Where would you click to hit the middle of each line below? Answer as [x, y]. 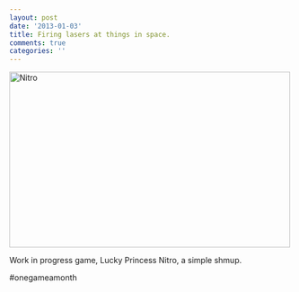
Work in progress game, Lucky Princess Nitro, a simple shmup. [126, 261]
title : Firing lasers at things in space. [90, 34]
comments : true [38, 43]
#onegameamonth [44, 278]
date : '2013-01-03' [46, 26]
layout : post [34, 18]
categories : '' [38, 51]
